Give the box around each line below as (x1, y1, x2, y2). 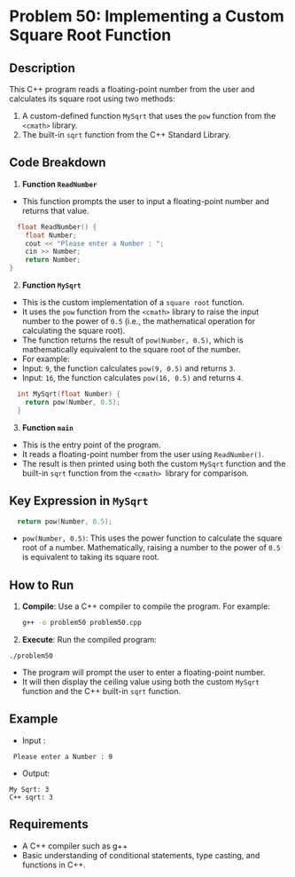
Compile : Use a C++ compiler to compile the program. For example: (21, 601, 270, 612)
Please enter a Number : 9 (12, 752, 113, 761)
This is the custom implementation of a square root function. (21, 297, 245, 308)
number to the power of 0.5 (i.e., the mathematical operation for (21, 316, 256, 327)
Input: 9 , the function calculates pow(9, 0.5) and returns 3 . (21, 363, 237, 374)
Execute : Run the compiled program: (21, 635, 157, 645)
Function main (21, 422, 74, 432)
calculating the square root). (21, 326, 126, 336)
